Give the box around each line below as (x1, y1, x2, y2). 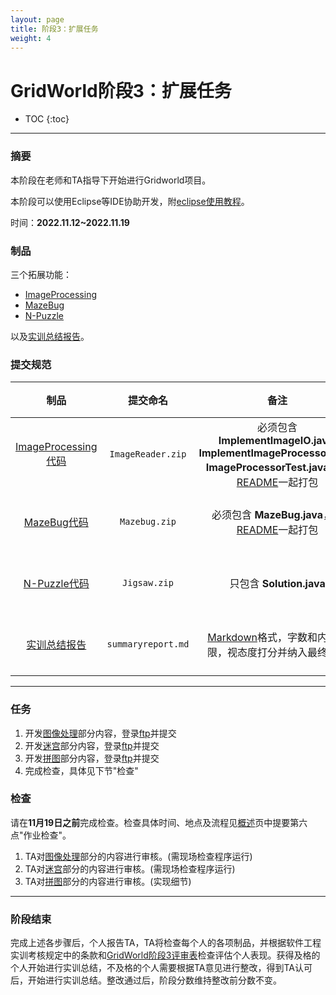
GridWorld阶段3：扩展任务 (10, 79, 232, 102)
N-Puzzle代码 (23, 577, 90, 591)
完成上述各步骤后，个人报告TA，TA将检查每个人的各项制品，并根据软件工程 (10, 937, 322, 949)
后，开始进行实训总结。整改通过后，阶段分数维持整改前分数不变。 (10, 974, 282, 986)
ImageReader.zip (109, 449, 187, 460)
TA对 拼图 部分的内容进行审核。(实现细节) (24, 875, 192, 887)
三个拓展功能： (10, 268, 72, 280)
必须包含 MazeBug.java (211, 508, 324, 522)
